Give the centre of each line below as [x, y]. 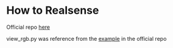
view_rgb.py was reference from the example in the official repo [86, 38]
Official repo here [28, 27]
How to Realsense [53, 10]
